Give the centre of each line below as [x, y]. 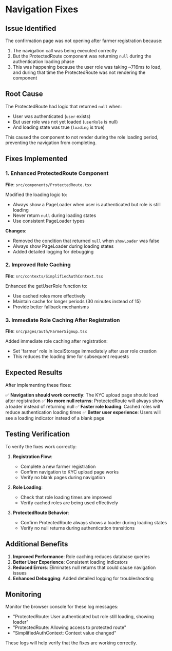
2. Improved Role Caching [38, 265]
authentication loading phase [43, 62]
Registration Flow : [33, 456]
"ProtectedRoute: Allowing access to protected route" [70, 627]
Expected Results [34, 373]
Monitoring [24, 594]
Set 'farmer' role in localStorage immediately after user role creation [85, 351]
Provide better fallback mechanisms [51, 307]
